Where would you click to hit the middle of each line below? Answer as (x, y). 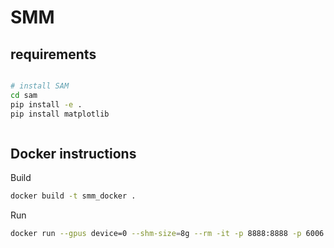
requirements (53, 54)
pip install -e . (46, 104)
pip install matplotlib (60, 114)
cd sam (24, 95)
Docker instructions (73, 153)
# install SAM (40, 86)
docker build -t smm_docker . (73, 196)
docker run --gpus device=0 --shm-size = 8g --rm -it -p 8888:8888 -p (156, 234)
